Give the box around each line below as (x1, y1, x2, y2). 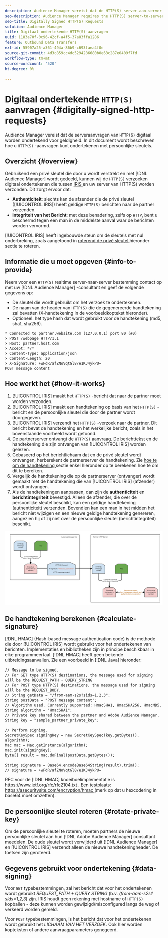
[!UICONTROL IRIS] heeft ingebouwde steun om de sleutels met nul (5, 232, 144, 238)
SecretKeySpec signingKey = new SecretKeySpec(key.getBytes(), (5, 733, 140, 738)
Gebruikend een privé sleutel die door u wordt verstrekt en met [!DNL (5, 170, 148, 176)
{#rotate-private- (104, 807, 160, 816)
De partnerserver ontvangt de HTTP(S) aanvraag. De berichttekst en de (12, 436, 158, 442)
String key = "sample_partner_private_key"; (5, 718, 99, 723)
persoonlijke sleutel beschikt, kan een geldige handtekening (12, 499, 136, 505)
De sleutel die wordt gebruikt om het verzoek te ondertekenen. (12, 299, 142, 305)
